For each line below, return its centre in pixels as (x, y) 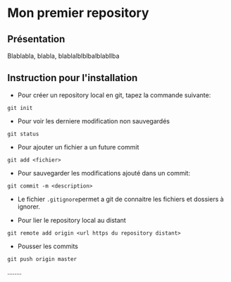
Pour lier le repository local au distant (72, 220)
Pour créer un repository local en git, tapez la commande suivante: (114, 95)
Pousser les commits (48, 246)
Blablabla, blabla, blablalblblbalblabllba (63, 56)
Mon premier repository (78, 13)
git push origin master (42, 259)
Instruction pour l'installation (73, 78)
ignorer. (29, 207)
